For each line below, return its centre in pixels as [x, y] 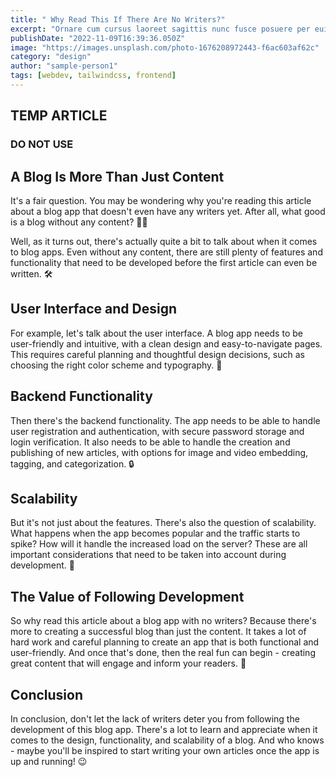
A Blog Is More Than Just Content [117, 176]
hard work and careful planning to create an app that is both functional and [165, 642]
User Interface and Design [94, 309]
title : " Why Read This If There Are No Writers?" [118, 19]
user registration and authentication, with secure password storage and [157, 431]
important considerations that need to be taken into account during [148, 555]
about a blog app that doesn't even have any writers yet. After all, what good [168, 211]
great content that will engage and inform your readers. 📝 [128, 663]
